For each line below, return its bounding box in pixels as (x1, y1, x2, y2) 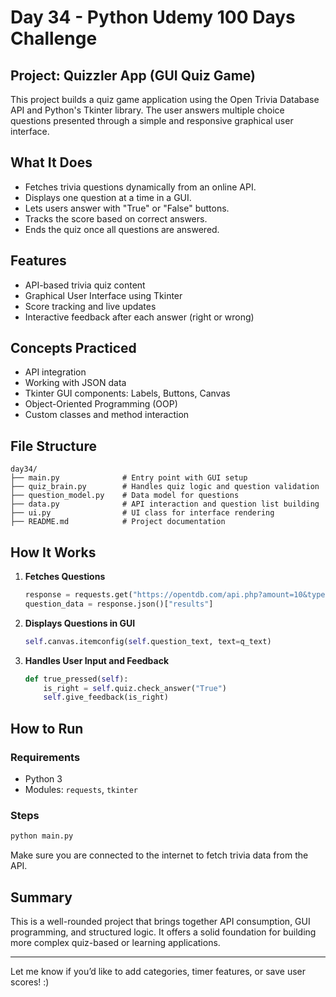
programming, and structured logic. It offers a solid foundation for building (10, 926, 317, 938)
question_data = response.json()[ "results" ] (24, 599, 214, 609)
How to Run (10, 720, 84, 737)
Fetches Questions (24, 571, 106, 583)
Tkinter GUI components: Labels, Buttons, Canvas (24, 387, 231, 400)
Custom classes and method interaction (24, 409, 190, 421)
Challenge (10, 27, 98, 50)
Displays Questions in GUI (24, 617, 136, 629)
